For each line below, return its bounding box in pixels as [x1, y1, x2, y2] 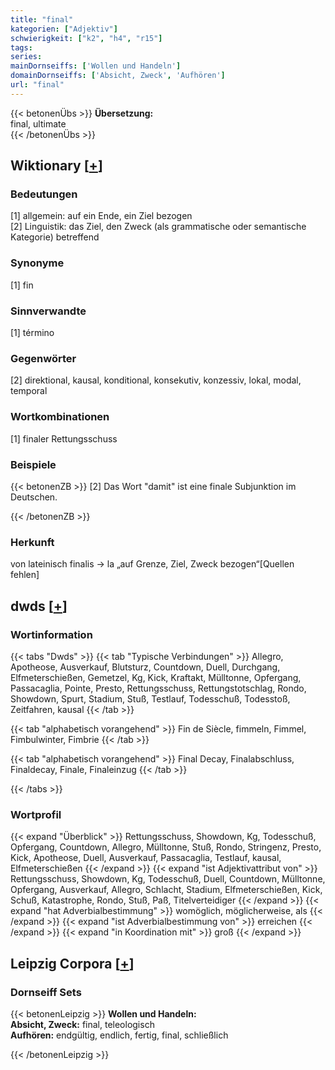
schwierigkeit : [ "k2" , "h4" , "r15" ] [10, 33, 163, 43]
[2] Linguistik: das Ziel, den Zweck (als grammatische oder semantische [10, 221, 307, 233]
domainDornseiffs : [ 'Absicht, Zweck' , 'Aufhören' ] [10, 71, 226, 81]
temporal [10, 385, 48, 397]
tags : [10, 42, 33, 53]
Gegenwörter [10, 351, 77, 365]
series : [10, 52, 43, 62]
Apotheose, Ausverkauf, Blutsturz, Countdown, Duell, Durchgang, [10, 661, 281, 673]
